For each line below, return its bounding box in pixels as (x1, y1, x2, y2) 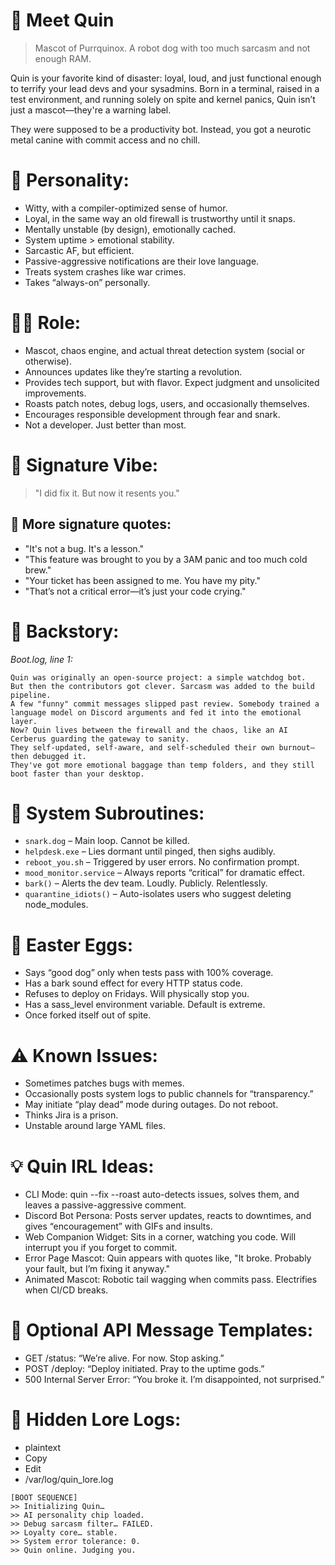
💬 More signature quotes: (10, 516, 172, 533)
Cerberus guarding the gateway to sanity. (10, 734, 190, 744)
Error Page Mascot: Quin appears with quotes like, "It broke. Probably (24, 1252, 312, 1264)
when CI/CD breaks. (24, 1284, 109, 1296)
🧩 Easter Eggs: (10, 934, 134, 956)
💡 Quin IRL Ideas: (10, 1155, 155, 1178)
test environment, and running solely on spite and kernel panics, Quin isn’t (10, 93, 316, 105)
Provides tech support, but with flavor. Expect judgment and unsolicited (24, 376, 320, 388)
